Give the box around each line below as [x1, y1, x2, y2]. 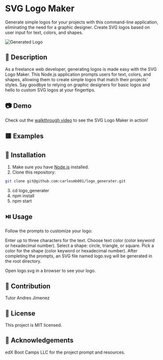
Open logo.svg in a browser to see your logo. [5, 268, 96, 274]
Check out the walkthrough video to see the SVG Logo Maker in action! [5, 117, 148, 123]
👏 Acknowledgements [5, 336, 74, 345]
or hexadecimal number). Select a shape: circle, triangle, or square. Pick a [5, 243, 154, 248]
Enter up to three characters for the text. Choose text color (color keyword [5, 238, 155, 244]
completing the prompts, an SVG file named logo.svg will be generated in [5, 253, 153, 259]
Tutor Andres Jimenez [5, 295, 50, 301]
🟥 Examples [5, 132, 44, 140]
